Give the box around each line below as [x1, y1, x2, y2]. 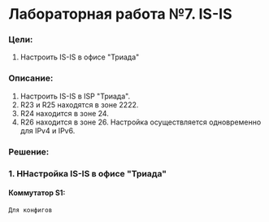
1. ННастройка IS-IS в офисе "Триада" [8, 168, 167, 179]
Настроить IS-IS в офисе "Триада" [20, 52, 140, 62]
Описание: [8, 72, 54, 84]
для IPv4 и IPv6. [20, 125, 76, 135]
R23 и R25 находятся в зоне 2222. [20, 99, 139, 110]
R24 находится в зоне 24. [20, 108, 110, 118]
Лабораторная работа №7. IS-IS [8, 5, 232, 24]
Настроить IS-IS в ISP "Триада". [20, 91, 131, 101]
